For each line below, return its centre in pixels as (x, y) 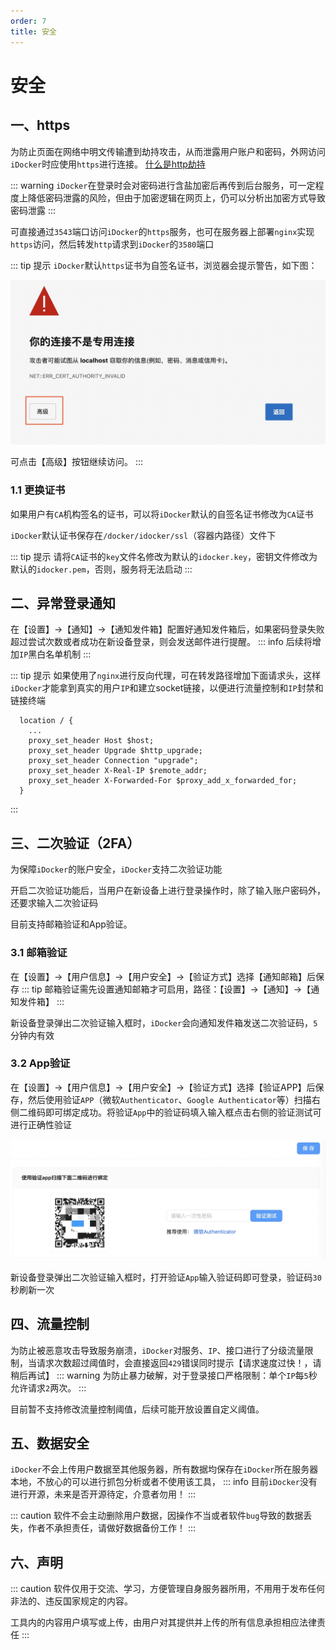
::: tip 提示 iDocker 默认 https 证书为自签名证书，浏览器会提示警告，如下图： (164, 265)
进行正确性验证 (41, 1124)
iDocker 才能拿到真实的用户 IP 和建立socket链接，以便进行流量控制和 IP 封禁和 (167, 688)
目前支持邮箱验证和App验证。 (71, 924)
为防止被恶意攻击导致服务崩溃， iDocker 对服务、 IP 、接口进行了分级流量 (157, 1350)
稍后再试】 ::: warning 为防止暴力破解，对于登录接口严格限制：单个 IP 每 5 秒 (164, 1375)
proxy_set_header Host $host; (91, 741)
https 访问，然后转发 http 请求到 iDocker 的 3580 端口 (112, 244)
